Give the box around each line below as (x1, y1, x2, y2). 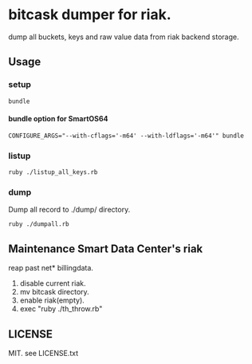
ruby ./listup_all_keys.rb (8, 168, 98, 176)
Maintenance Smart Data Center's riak (8, 242, 203, 255)
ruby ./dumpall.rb (8, 220, 69, 228)
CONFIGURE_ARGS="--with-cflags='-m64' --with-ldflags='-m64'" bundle (8, 132, 245, 140)
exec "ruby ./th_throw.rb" (19, 304, 103, 314)
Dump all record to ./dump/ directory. (8, 205, 131, 215)
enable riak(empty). (19, 295, 85, 305)
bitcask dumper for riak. (8, 6, 171, 24)
